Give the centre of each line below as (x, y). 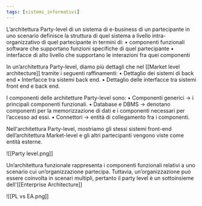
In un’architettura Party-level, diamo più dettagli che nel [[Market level (93, 67)
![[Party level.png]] (30, 153)
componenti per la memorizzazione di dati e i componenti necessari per (96, 110)
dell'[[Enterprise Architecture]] (44, 184)
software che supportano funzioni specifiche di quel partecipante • (90, 48)
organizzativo (23, 42)
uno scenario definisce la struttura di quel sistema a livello (79, 35)
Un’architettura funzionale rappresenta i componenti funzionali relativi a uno (101, 165)
